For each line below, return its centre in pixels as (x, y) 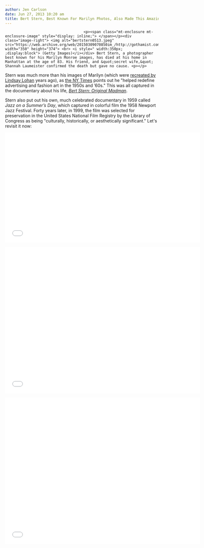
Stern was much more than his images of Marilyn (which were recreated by (80, 75)
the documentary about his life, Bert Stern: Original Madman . (66, 91)
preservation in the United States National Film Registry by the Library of (78, 116)
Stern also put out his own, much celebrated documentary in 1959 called (78, 100)
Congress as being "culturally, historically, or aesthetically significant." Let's (81, 121)
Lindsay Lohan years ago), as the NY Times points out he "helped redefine (80, 81)
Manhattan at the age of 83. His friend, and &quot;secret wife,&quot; (79, 62)
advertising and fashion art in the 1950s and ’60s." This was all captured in (80, 85)
